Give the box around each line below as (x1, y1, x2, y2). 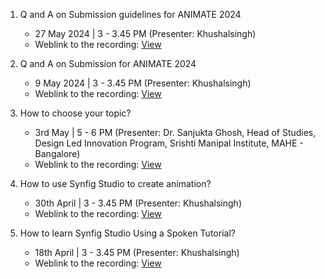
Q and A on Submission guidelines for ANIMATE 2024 (19, 9, 242, 20)
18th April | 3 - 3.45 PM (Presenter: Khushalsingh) (34, 247, 240, 258)
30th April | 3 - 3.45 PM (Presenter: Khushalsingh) (34, 197, 242, 209)
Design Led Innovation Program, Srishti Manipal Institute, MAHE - (34, 137, 304, 149)
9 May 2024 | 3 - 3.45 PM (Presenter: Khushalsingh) (34, 77, 252, 89)
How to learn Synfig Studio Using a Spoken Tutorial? (19, 227, 236, 239)
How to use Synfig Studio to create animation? (19, 178, 212, 189)
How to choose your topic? (19, 107, 132, 119)
